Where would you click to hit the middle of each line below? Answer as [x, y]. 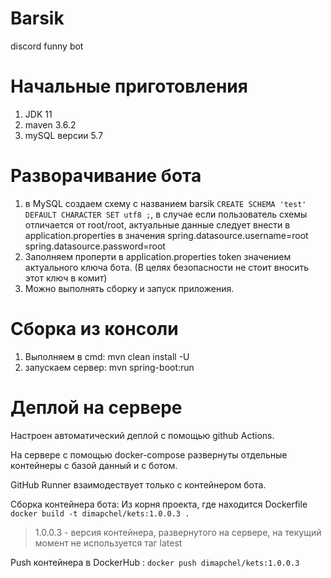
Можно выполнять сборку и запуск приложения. [129, 288]
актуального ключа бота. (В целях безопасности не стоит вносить [167, 267]
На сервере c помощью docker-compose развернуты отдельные [149, 454]
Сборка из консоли [94, 329]
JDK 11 [38, 114]
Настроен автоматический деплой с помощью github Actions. [142, 435]
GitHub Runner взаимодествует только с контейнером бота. [138, 484]
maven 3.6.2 [50, 124]
